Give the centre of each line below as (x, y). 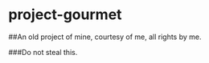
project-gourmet (65, 15)
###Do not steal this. (43, 52)
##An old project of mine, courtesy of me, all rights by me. (105, 37)
